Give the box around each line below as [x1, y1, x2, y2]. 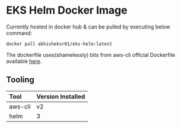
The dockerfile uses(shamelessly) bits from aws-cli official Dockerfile [6, 51, 176, 58]
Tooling [6, 75, 34, 85]
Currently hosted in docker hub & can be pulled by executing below [6, 23, 170, 30]
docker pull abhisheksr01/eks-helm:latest [6, 41, 112, 47]
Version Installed [36, 92, 86, 101]
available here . [6, 57, 42, 65]
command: [6, 29, 33, 36]
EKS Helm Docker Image [6, 4, 128, 17]
